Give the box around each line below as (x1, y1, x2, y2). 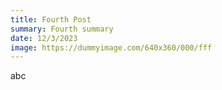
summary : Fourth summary (10, 24, 114, 34)
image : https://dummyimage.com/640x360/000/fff (10, 42, 213, 53)
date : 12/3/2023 (10, 33, 78, 43)
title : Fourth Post (10, 14, 92, 25)
